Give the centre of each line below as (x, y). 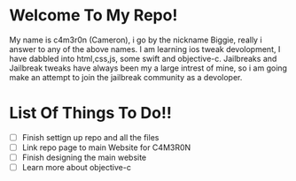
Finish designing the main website (84, 157)
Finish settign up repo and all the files (90, 137)
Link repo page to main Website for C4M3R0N (106, 147)
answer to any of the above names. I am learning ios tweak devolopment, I (145, 49)
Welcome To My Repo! (93, 15)
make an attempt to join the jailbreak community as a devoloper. (126, 77)
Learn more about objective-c (76, 168)
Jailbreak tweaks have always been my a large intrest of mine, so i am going (148, 68)
